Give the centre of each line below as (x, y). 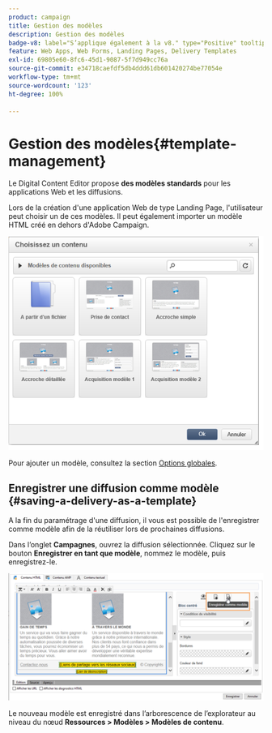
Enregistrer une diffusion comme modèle (114, 489)
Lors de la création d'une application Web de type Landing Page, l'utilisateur (136, 208)
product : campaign (39, 17)
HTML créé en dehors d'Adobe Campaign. (79, 225)
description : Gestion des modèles (67, 34)
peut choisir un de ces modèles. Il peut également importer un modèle (125, 216)
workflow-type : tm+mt (45, 77)
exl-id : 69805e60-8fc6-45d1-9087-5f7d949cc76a (88, 60)
